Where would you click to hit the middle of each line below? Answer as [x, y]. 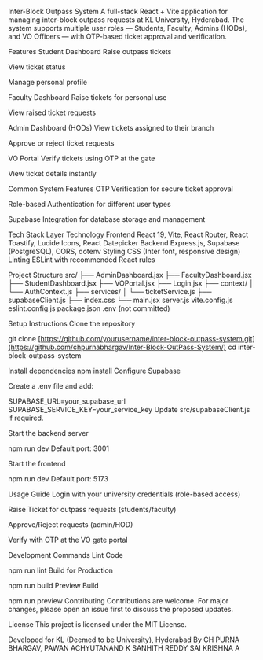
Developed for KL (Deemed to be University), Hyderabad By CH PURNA [124, 640]
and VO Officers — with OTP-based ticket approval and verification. [118, 36]
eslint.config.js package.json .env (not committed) [89, 308]
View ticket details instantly [52, 173]
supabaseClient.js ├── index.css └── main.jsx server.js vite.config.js [121, 300]
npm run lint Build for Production [61, 570]
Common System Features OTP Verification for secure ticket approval [121, 189]
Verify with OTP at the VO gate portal [68, 540]
